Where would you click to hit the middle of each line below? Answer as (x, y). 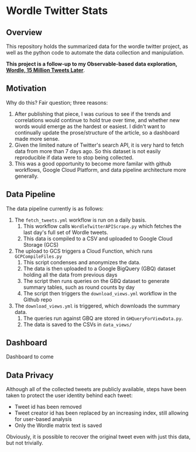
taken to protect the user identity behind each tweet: (69, 395)
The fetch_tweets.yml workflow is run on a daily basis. (80, 220)
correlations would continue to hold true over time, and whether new (97, 120)
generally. (27, 176)
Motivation (26, 89)
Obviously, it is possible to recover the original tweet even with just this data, (98, 437)
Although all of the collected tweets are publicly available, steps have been (96, 389)
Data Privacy (30, 375)
